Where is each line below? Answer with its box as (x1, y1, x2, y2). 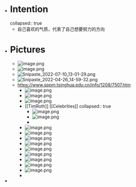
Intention (9, 4, 48, 15)
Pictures (9, 44, 46, 56)
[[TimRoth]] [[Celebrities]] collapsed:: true (24, 103, 111, 109)
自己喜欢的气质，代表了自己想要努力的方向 (17, 26, 105, 32)
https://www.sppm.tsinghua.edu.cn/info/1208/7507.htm (17, 82, 131, 88)
